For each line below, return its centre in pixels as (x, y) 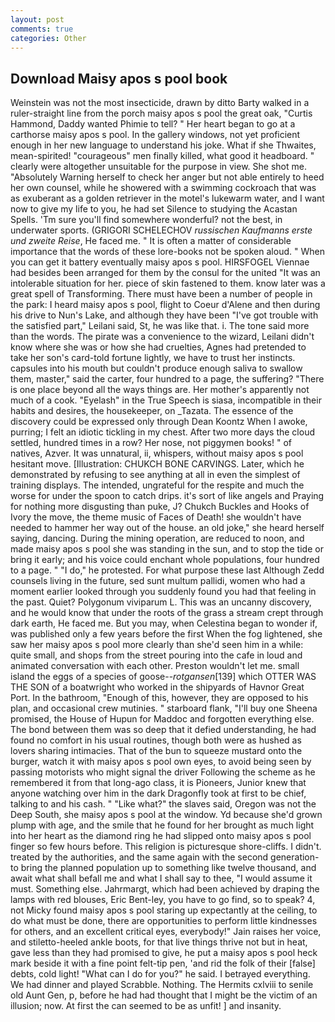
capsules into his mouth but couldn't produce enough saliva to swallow (156, 368)
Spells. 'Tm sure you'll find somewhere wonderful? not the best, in (146, 220)
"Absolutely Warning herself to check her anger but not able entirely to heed (167, 177)
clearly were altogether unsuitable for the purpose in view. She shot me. (158, 167)
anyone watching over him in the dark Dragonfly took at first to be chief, (158, 793)
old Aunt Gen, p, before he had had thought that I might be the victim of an (164, 995)
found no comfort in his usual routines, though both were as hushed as (156, 740)
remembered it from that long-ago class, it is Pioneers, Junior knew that (158, 783)
